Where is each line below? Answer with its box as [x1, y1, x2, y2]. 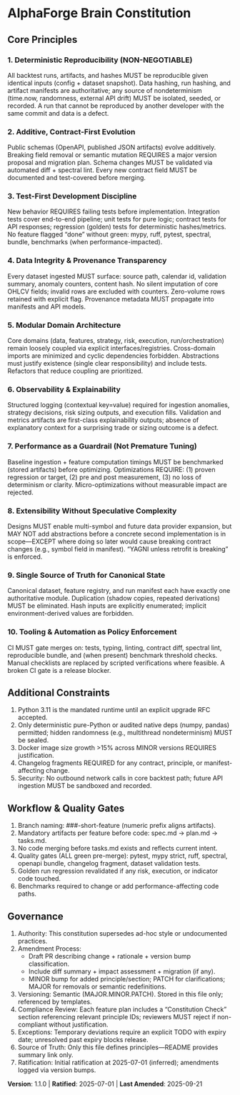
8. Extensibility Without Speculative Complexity [7, 506, 177, 516]
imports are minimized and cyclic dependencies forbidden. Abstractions [7, 351, 219, 360]
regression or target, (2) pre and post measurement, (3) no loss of [7, 473, 202, 481]
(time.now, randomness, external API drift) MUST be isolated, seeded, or [7, 94, 221, 102]
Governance [7, 910, 64, 922]
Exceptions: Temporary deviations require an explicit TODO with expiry [17, 1027, 226, 1036]
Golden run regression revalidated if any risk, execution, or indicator [17, 866, 219, 876]
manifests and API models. [7, 302, 86, 311]
